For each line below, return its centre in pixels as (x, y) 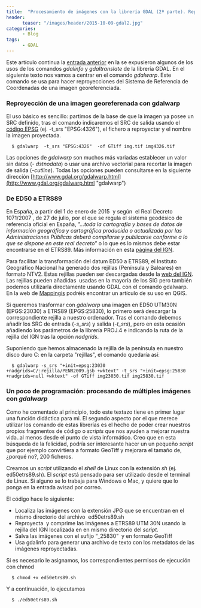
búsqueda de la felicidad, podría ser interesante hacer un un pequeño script (100, 444)
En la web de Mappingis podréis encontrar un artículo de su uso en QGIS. (97, 293)
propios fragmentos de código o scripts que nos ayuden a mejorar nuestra (98, 431)
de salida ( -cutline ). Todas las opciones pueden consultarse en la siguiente (99, 170)
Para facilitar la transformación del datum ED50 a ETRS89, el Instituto (92, 261)
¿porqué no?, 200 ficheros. (39, 456)
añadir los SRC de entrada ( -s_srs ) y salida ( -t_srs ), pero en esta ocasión (96, 324)
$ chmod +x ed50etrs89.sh (44, 577)
